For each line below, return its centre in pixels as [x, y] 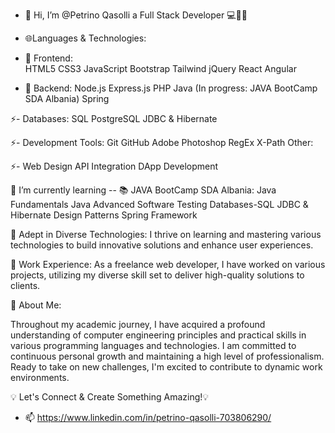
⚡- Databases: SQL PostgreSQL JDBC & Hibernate [114, 118]
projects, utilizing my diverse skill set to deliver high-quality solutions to [157, 275]
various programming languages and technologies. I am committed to [153, 345]
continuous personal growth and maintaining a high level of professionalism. [167, 356]
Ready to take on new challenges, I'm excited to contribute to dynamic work [166, 367]
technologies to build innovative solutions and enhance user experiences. [162, 245]
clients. [25, 285]
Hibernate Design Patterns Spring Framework [104, 215]
